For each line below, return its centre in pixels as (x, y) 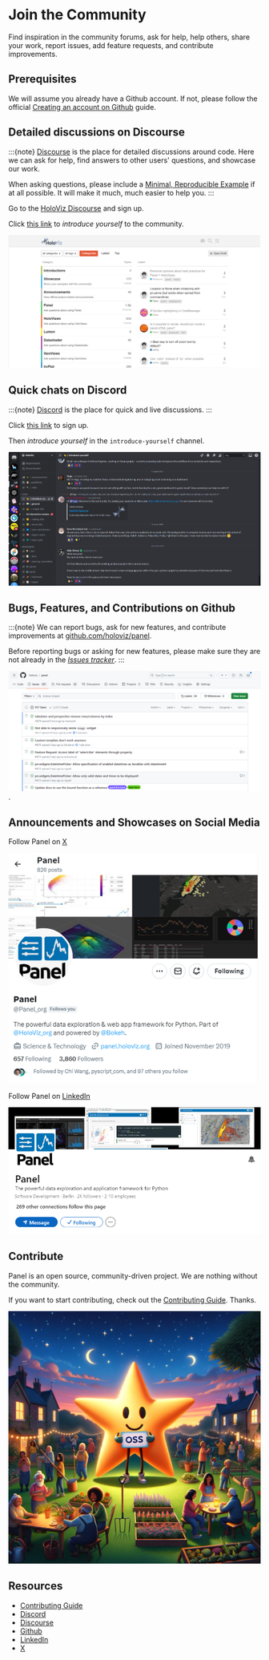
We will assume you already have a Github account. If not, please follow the (133, 99)
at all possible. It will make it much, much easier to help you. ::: (111, 192)
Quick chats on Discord (68, 390)
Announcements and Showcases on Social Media (134, 822)
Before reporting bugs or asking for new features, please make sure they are (134, 652)
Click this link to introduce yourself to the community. (96, 224)
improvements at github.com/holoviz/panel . (80, 636)
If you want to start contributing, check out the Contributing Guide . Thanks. (132, 1299)
